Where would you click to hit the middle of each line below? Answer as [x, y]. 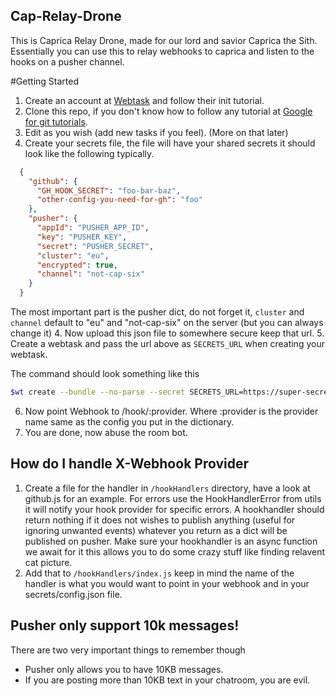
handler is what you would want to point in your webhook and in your [167, 583]
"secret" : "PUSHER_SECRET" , [95, 246]
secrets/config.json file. [73, 594]
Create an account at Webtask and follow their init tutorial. [144, 100]
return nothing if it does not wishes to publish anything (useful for [160, 520]
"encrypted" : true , [77, 265]
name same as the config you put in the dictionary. [129, 421]
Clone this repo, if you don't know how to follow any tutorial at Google [168, 111]
